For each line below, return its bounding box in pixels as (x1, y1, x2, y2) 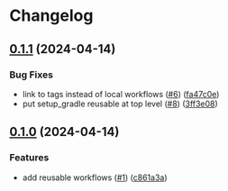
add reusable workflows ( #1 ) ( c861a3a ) (22, 172, 168, 183)
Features (9, 151, 50, 164)
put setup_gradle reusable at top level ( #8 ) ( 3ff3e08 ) (22, 98, 218, 109)
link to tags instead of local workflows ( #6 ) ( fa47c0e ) (22, 88, 220, 99)
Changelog (9, 5, 94, 26)
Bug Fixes (9, 68, 54, 81)
